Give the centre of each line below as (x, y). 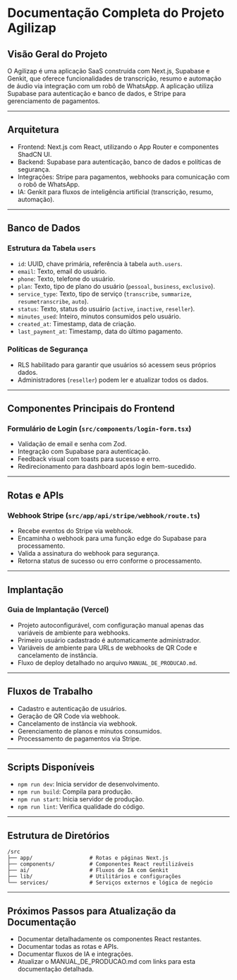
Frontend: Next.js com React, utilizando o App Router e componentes (118, 147)
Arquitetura (33, 130)
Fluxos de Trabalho (50, 692)
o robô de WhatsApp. (48, 184)
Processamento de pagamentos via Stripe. (79, 739)
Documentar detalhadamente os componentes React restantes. (110, 939)
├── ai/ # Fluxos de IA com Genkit (88, 871)
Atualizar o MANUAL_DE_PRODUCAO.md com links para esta (107, 962)
